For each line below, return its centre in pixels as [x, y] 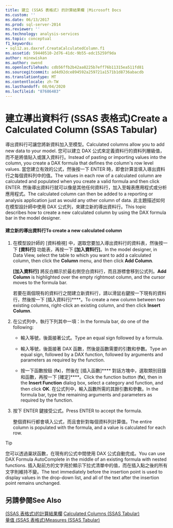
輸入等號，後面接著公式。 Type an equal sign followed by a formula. [92, 338]
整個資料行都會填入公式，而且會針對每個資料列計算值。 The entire [82, 422]
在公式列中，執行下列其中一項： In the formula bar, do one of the [81, 321]
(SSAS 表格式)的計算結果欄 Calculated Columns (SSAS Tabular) [73, 514]
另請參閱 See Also [33, 500]
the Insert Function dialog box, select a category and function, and [92, 383]
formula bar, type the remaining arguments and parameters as [86, 394]
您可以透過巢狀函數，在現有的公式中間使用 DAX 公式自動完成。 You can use [85, 453]
